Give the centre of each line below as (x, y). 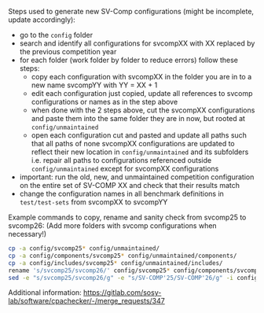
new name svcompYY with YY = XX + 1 (94, 85)
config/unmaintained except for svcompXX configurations (125, 169)
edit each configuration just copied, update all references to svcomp (142, 93)
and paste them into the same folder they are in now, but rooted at (138, 118)
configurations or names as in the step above (104, 102)
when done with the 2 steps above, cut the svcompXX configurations (143, 110)
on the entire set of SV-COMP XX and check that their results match (129, 185)
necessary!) (27, 234)
